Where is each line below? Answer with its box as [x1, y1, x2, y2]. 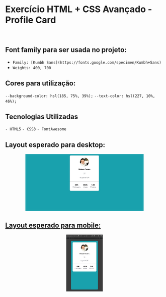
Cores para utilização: [5, 79, 76, 88]
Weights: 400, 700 [12, 65, 51, 70]
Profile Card [5, 14, 56, 26]
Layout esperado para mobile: [5, 221, 101, 229]
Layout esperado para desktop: [5, 140, 106, 149]
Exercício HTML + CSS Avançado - [5, 4, 152, 15]
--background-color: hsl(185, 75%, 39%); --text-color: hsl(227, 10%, [5, 93, 155, 98]
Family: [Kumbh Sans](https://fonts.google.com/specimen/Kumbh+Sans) [12, 60, 162, 65]
